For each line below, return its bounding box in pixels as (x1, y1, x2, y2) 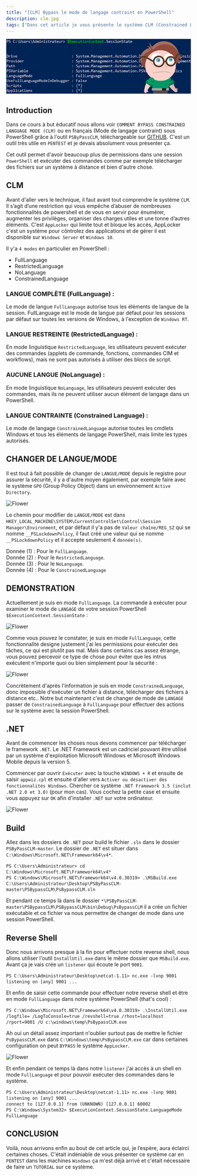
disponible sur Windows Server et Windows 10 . (6, 233, 114, 240)
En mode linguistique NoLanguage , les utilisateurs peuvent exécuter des (6, 384, 176, 391)
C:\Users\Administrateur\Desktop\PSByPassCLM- (6, 881, 122, 887)
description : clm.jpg (6, 15, 59, 22)
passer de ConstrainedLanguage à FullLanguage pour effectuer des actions (6, 701, 185, 708)
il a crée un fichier (144, 903, 188, 910)
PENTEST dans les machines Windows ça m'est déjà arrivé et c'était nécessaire (6, 1157, 191, 1164)
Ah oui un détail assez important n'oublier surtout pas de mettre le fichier (6, 1030, 183, 1037)
